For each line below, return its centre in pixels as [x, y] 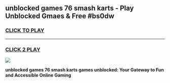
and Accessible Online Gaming [38, 75]
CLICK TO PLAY [25, 31]
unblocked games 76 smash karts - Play [70, 8]
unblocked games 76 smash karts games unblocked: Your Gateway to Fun [85, 69]
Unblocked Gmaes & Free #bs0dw [60, 16]
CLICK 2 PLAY [23, 49]
